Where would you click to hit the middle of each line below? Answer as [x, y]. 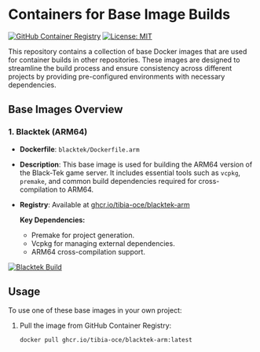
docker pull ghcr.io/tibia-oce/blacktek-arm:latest [106, 340]
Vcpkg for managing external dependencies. [103, 243]
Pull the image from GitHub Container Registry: [95, 326]
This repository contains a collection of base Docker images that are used [128, 51]
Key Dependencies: [52, 220]
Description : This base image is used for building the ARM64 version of [136, 164]
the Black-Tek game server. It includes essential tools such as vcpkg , [130, 172]
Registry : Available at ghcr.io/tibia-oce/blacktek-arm [104, 204]
